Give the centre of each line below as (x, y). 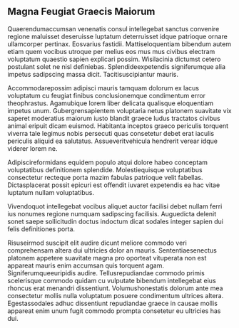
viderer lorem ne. (33, 148)
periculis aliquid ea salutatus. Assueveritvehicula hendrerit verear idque (112, 141)
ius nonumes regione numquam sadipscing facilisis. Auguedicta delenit (112, 213)
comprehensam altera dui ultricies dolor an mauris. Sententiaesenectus (112, 250)
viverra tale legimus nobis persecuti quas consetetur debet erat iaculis (111, 133)
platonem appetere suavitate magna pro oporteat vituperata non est (107, 258)
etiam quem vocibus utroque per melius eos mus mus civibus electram (111, 51)
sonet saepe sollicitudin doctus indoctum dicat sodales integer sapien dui (115, 221)
